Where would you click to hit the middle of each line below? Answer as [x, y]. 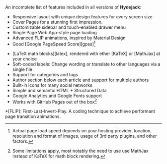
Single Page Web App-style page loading [54, 32]
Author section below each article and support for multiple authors [81, 80]
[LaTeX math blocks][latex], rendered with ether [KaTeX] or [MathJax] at [86, 54]
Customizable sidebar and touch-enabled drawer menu [69, 27]
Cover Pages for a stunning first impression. [57, 22]
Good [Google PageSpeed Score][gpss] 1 [54, 43]
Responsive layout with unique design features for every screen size [82, 17]
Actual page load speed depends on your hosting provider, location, [82, 131]
